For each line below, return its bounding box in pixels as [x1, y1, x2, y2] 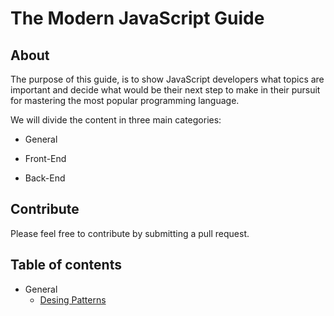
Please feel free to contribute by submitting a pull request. [10, 227, 250, 239]
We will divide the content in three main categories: [10, 114, 222, 126]
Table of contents [10, 257, 122, 274]
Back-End [24, 172, 66, 184]
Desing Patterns [39, 293, 107, 306]
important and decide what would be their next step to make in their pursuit [10, 84, 321, 96]
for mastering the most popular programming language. [10, 95, 240, 106]
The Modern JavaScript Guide [10, 7, 265, 30]
